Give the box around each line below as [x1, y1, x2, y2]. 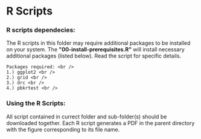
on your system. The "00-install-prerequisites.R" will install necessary [6, 46, 185, 53]
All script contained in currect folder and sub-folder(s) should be [6, 113, 167, 120]
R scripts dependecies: [6, 26, 75, 34]
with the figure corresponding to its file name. [6, 126, 120, 133]
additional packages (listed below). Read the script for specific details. [6, 53, 182, 60]
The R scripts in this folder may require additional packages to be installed [6, 39, 191, 47]
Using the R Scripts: [6, 99, 66, 108]
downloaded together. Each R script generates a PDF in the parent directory [6, 119, 195, 126]
